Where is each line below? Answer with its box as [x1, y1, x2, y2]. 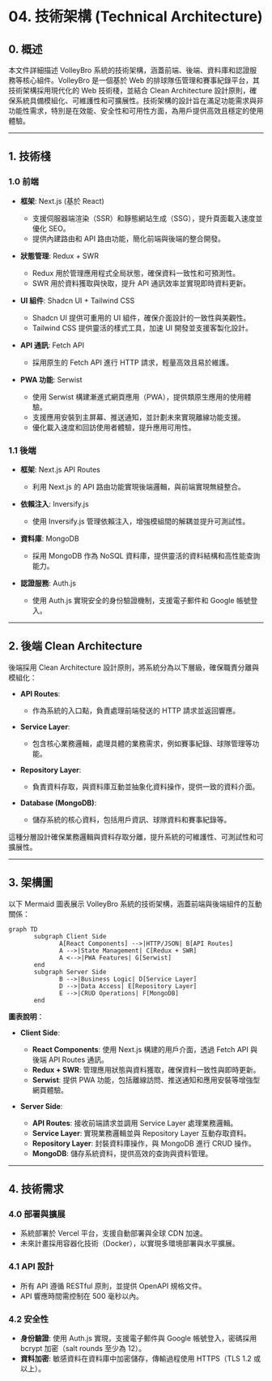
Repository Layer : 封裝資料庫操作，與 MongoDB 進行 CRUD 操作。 [32, 1138, 257, 1148]
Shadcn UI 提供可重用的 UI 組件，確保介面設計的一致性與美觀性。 [32, 313, 251, 322]
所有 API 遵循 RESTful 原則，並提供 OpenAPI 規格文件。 [19, 1280, 206, 1291]
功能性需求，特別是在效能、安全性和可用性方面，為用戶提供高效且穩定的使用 [8, 106, 264, 115]
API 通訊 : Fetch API [19, 340, 85, 350]
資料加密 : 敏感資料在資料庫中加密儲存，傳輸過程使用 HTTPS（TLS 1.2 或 [19, 1353, 261, 1363]
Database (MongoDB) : [19, 797, 97, 808]
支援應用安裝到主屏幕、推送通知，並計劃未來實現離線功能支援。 [32, 412, 245, 422]
